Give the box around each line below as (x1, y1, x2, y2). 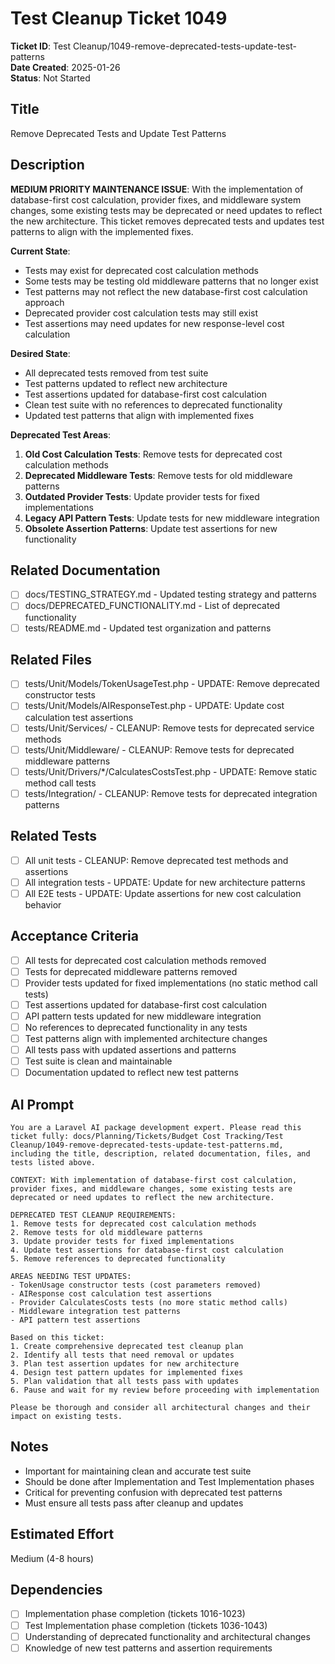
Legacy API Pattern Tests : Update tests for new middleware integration (24, 512, 320, 524)
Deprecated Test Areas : (10, 428, 112, 441)
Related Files (10, 651, 93, 668)
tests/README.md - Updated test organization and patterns (24, 622, 272, 634)
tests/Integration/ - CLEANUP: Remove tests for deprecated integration (24, 787, 318, 799)
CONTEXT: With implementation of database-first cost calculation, (10, 1175, 298, 1185)
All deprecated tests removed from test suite (24, 367, 209, 379)
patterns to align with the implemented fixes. (10, 225, 194, 237)
